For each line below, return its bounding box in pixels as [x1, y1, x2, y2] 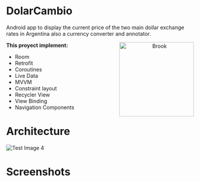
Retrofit [14, 59, 33, 67]
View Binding [14, 97, 48, 105]
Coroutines [14, 65, 42, 73]
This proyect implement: [6, 42, 68, 49]
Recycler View [14, 91, 51, 98]
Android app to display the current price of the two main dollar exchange [6, 24, 185, 31]
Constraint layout [14, 84, 57, 92]
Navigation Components [14, 103, 74, 111]
